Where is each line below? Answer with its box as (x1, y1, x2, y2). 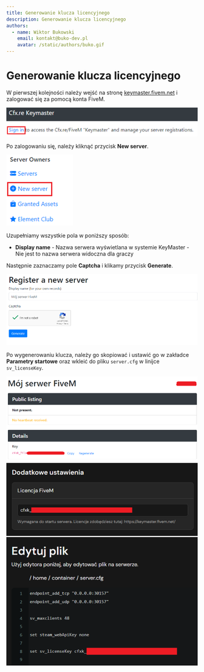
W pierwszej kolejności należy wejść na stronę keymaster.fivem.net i (6, 89, 178, 96)
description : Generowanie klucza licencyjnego (6, 16, 126, 23)
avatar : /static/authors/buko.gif (17, 42, 104, 48)
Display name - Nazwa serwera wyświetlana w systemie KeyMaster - (15, 244, 189, 251)
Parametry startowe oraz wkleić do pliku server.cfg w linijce (6, 358, 160, 365)
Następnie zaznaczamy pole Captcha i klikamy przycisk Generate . (6, 262, 173, 269)
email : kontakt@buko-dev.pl (17, 35, 88, 42)
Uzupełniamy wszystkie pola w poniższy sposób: (6, 232, 129, 240)
